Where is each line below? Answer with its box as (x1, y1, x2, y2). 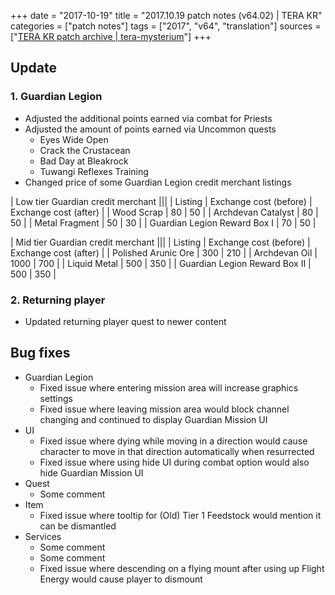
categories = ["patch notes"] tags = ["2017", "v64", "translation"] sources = (10, 20, 322, 32)
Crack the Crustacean (39, 144, 131, 156)
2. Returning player (10, 293, 106, 307)
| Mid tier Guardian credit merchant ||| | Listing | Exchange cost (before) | (10, 236, 311, 248)
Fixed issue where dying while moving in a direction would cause (39, 435, 308, 447)
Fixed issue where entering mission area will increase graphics (39, 381, 299, 394)
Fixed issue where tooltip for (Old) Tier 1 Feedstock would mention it (39, 509, 322, 521)
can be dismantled (39, 520, 117, 532)
